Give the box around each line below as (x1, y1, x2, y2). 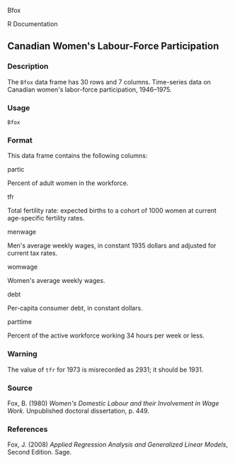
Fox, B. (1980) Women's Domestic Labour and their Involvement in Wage (7, 398, 219, 407)
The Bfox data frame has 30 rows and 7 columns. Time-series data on (7, 77, 211, 86)
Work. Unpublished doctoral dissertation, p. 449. (7, 406, 150, 415)
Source (7, 383, 33, 393)
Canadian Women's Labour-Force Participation (7, 40, 219, 52)
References (7, 424, 48, 434)
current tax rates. (7, 249, 58, 257)
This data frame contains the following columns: (7, 152, 148, 160)
